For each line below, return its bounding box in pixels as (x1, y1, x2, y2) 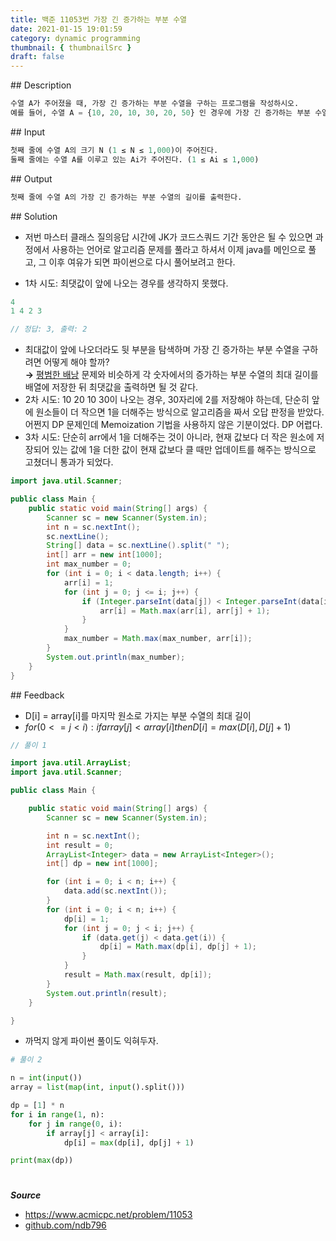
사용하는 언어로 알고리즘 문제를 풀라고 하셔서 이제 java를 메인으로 (51, 243, 307, 255)
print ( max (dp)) (10, 1156, 74, 1166)
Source (10, 1189, 42, 1201)
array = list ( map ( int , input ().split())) (10, 1082, 186, 1093)
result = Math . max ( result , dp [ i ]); (63, 970, 213, 980)
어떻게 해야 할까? (43, 356, 110, 368)
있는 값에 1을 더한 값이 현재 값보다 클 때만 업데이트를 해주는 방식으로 (51, 444, 317, 456)
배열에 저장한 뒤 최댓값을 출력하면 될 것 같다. (24, 381, 199, 393)
